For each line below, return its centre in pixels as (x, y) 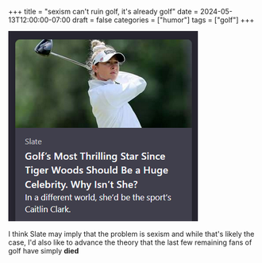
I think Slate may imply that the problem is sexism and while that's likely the (131, 234)
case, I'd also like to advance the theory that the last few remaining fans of (130, 242)
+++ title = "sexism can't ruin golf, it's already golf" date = (103, 12)
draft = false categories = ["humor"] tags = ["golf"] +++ (164, 20)
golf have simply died (44, 251)
